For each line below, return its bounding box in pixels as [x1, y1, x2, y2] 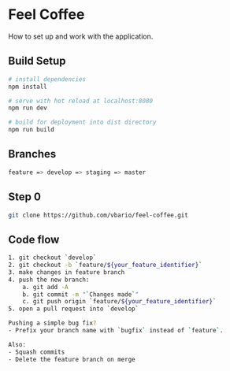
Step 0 [8, 191, 42, 204]
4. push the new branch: [8, 276, 90, 284]
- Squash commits [8, 348, 65, 356]
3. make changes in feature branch [8, 268, 125, 276]
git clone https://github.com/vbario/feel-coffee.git [8, 211, 189, 219]
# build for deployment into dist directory [8, 118, 157, 127]
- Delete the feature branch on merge [8, 355, 135, 363]
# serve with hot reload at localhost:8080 [8, 97, 154, 105]
